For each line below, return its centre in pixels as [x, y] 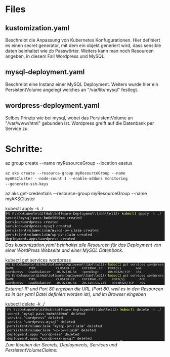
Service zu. [17, 128]
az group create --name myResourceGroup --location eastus [69, 163]
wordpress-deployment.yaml [52, 105]
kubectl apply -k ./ [25, 208]
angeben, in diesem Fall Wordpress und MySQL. [55, 56]
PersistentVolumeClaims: [31, 350]
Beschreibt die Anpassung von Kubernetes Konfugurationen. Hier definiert [83, 40]
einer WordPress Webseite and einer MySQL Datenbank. [65, 250]
